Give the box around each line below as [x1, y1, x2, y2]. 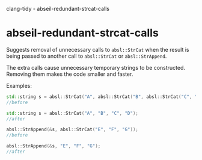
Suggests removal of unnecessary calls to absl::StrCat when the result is [6, 46, 189, 53]
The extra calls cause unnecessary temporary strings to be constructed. [6, 64, 185, 71]
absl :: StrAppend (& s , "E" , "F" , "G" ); [6, 143, 101, 149]
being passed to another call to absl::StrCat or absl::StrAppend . [6, 52, 167, 60]
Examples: [6, 82, 32, 89]
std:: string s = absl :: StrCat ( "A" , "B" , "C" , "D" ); [6, 110, 138, 116]
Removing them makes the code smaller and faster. [6, 70, 133, 78]
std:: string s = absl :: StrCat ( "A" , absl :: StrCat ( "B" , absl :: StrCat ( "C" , [6, 93, 192, 100]
